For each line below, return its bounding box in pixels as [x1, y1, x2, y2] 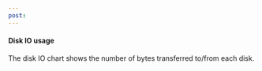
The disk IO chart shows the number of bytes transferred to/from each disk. [8, 53, 255, 63]
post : [8, 11, 26, 20]
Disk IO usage [8, 36, 55, 46]
